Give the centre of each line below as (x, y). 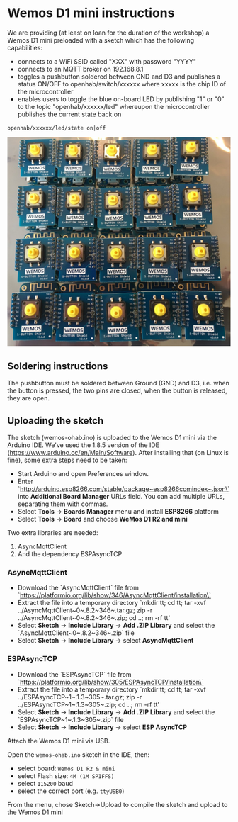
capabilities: (25, 47)
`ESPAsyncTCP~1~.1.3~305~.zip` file (70, 719)
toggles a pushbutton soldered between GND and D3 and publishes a (119, 77)
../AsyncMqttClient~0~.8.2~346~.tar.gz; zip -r (85, 610)
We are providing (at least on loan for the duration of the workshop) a (108, 33)
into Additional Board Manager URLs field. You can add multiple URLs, (121, 497)
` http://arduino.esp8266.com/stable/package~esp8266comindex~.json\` (124, 489)
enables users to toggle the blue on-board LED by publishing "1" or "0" (121, 99)
